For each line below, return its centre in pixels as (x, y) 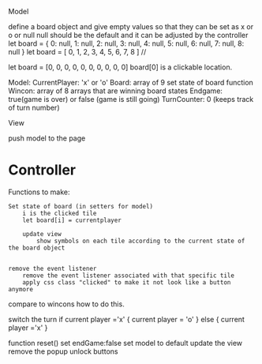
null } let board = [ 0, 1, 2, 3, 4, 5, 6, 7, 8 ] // (77, 52)
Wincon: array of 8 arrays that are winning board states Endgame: (116, 91)
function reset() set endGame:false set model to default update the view (125, 343)
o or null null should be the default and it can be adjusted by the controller (128, 35)
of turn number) (34, 107)
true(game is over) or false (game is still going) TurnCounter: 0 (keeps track (131, 99)
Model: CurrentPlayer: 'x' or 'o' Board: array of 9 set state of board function (131, 83)
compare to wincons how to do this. (66, 304)
